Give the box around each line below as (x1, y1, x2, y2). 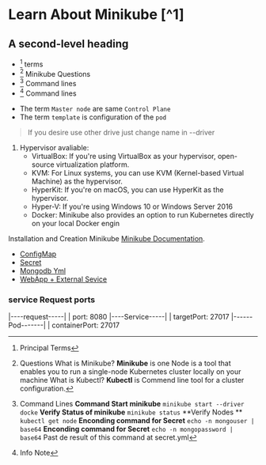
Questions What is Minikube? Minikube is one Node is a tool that (19, 358, 231, 368)
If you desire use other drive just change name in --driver (27, 127, 215, 137)
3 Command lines (19, 77, 77, 88)
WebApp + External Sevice (19, 274, 108, 284)
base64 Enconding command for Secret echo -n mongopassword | (19, 424, 234, 433)
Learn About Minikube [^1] (8, 6, 184, 24)
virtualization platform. (55, 160, 130, 169)
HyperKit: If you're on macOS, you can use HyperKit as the (31, 184, 224, 195)
